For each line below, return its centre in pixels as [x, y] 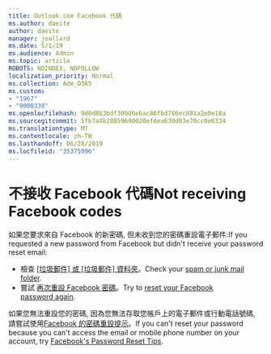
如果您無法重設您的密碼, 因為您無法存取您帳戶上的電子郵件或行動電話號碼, [132, 314]
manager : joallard [39, 38]
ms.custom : [27, 91]
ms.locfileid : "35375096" [52, 151]
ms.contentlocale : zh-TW [50, 136]
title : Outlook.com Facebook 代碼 [66, 16]
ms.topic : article [39, 61]
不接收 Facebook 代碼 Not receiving [127, 194]
